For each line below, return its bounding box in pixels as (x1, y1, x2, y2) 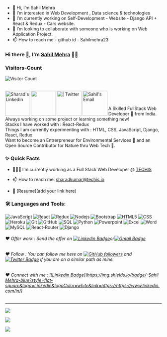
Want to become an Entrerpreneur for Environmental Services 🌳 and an (5, 137, 151, 143)
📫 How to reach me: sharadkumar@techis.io (12, 176, 104, 182)
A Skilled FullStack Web (108, 106, 157, 112)
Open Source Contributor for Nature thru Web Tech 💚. (5, 142, 116, 149)
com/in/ (5, 288, 21, 294)
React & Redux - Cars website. (12, 20, 76, 26)
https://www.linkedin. (116, 282, 160, 288)
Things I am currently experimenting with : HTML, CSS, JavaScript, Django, (5, 127, 159, 133)
